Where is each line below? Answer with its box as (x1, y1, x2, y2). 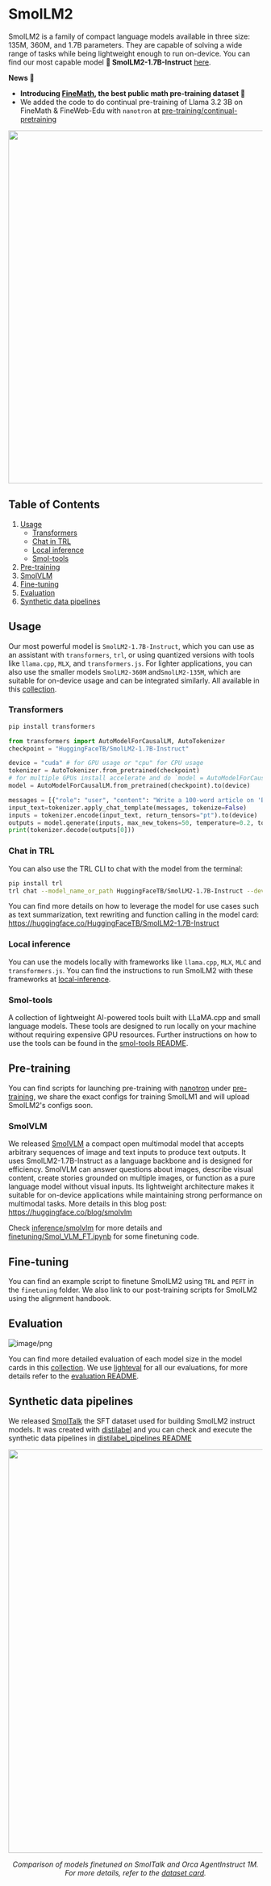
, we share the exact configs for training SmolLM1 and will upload (33, 1091, 250, 1102)
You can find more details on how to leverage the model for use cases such (8, 901, 260, 911)
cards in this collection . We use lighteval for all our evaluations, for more (8, 1362, 248, 1372)
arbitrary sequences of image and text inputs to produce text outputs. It (8, 1148, 246, 1157)
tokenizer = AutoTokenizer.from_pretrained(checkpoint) (8, 767, 200, 775)
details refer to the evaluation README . (8, 1371, 140, 1381)
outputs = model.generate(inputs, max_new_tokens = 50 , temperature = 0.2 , (8, 818, 254, 827)
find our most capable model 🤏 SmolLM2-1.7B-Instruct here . (8, 57, 211, 67)
